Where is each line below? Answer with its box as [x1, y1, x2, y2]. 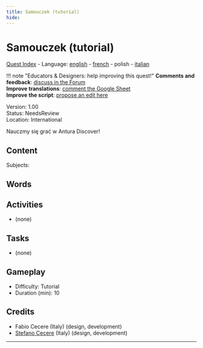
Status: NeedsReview [6, 110, 59, 117]
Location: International [6, 116, 62, 123]
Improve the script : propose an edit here [6, 91, 108, 99]
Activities [6, 200, 43, 210]
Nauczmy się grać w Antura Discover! [6, 128, 100, 135]
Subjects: [6, 162, 30, 169]
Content [6, 145, 38, 156]
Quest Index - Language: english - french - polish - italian [6, 61, 150, 68]
